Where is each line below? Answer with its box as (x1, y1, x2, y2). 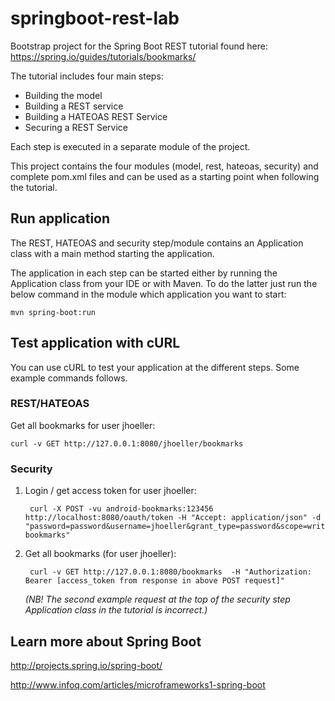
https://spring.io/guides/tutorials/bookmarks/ (10, 50, 197, 62)
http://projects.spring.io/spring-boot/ (10, 659, 163, 671)
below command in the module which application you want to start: (10, 288, 287, 300)
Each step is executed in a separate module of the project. (10, 140, 251, 152)
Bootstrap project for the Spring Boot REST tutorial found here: (10, 40, 268, 52)
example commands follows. (10, 372, 128, 384)
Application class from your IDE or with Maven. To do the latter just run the (10, 277, 318, 289)
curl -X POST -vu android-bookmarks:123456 (29, 504, 214, 514)
